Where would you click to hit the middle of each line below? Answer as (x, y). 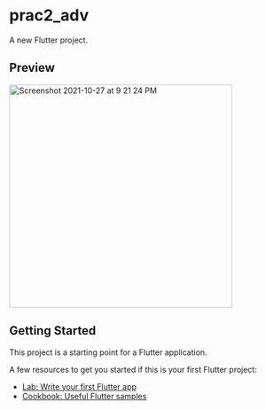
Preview (32, 68)
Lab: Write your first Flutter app (79, 386)
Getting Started (53, 331)
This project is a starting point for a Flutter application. (108, 352)
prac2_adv (49, 16)
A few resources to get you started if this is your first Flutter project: (133, 369)
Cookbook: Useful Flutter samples (84, 396)
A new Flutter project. (49, 40)
